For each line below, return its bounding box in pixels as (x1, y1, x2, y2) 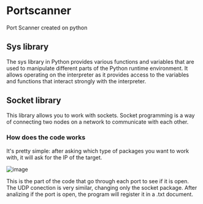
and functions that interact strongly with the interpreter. (6, 77, 147, 85)
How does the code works (6, 133, 86, 142)
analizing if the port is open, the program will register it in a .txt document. (6, 191, 193, 198)
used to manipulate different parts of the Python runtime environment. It (6, 64, 188, 72)
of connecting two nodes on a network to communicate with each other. (6, 118, 189, 126)
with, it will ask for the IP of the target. (6, 154, 102, 161)
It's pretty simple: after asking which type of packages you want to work (6, 147, 190, 154)
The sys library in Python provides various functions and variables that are (6, 58, 194, 65)
